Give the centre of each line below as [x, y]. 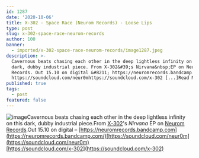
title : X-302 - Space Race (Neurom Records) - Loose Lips [79, 23]
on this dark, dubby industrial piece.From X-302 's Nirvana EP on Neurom [95, 123]
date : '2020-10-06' [30, 17]
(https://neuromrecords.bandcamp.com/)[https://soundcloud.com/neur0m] [98, 136]
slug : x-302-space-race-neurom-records [55, 34]
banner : [16, 45]
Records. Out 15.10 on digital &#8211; [61, 72]
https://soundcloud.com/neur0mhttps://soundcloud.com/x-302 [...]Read [100, 78]
